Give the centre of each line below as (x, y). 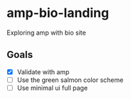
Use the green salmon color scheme (70, 80)
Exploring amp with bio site (46, 33)
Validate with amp (43, 71)
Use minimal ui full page (52, 88)
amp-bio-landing (58, 13)
